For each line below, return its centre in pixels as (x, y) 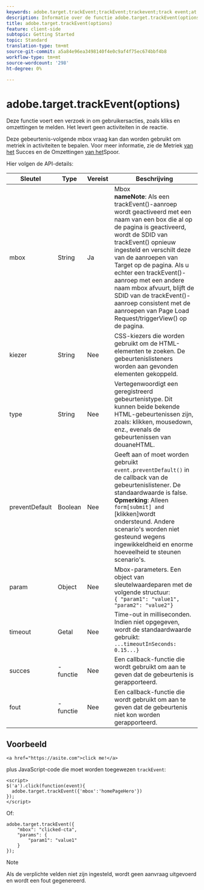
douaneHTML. (135, 445)
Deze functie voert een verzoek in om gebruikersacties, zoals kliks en (93, 121)
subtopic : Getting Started (40, 35)
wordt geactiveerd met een (153, 212)
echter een (130, 273)
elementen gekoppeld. (146, 374)
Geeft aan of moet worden (152, 455)
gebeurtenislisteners (144, 359)
